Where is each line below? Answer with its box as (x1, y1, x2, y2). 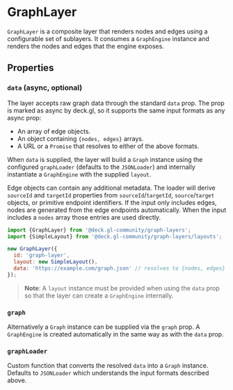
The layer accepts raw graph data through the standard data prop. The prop (7, 99, 225, 107)
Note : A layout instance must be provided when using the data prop (24, 284, 220, 292)
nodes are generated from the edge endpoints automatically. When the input (7, 206, 227, 214)
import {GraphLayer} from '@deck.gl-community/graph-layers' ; (7, 227, 191, 234)
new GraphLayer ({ (7, 245, 58, 252)
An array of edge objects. (17, 127, 91, 136)
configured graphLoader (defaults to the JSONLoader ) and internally (7, 163, 196, 171)
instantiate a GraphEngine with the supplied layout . (7, 170, 152, 178)
